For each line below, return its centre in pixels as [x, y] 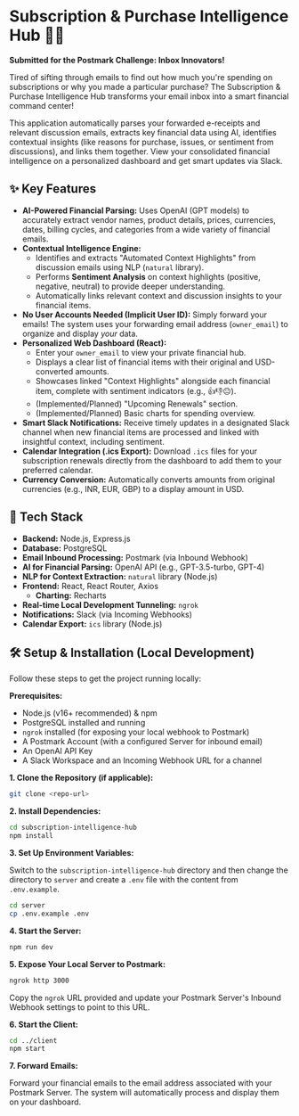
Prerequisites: [36, 696]
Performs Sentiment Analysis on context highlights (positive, [148, 276]
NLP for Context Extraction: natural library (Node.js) [120, 576]
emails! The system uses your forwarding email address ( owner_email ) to [155, 324]
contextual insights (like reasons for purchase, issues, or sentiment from [141, 142]
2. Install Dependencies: [55, 811]
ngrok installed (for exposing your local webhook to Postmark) [136, 732]
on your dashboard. [45, 1102]
